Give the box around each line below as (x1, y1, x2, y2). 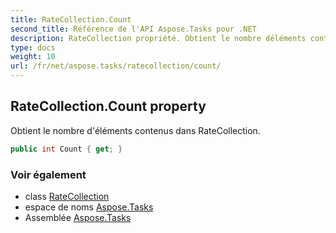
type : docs (10, 42, 56, 53)
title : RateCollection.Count (10, 14, 132, 25)
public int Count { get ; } (10, 144, 123, 154)
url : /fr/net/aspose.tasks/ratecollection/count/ (10, 61, 222, 71)
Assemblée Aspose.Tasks (24, 211, 132, 223)
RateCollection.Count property (10, 98, 207, 115)
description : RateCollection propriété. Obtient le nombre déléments (10, 33, 307, 43)
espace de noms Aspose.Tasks (24, 201, 154, 213)
